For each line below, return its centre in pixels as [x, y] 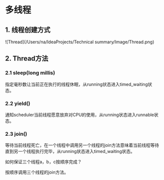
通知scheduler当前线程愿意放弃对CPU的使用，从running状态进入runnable [80, 115]
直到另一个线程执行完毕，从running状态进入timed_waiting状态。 [70, 151]
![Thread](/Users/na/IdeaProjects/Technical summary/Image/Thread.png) [80, 42]
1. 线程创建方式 [28, 30]
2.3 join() [16, 134]
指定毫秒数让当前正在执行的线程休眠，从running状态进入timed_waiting [77, 84]
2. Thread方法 [27, 59]
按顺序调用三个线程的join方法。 [37, 172]
